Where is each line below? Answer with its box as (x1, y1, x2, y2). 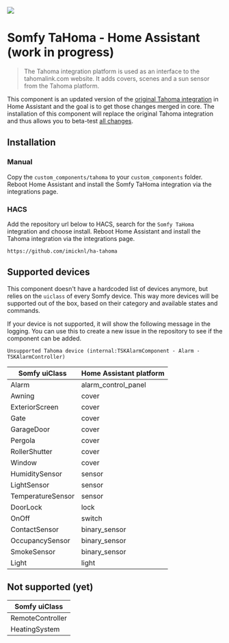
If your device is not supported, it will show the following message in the (7, 319, 211, 328)
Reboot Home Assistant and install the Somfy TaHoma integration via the (7, 180, 212, 188)
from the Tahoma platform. (23, 81, 100, 90)
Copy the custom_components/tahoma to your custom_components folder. (7, 173, 203, 181)
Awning (10, 391, 35, 401)
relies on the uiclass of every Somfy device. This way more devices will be (7, 292, 219, 300)
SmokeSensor (10, 546, 56, 556)
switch (81, 514, 103, 523)
